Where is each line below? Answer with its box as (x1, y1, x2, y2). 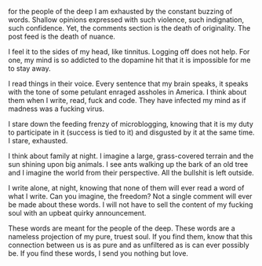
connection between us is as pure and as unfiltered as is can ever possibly (8, 240, 249, 249)
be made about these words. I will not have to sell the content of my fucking (8, 200, 253, 209)
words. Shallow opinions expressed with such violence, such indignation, (8, 15, 245, 24)
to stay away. (8, 64, 51, 73)
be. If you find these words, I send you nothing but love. (8, 249, 188, 258)
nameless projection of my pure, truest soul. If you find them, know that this (8, 232, 253, 241)
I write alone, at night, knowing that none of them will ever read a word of (8, 183, 245, 192)
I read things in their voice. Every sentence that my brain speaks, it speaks (8, 79, 249, 88)
